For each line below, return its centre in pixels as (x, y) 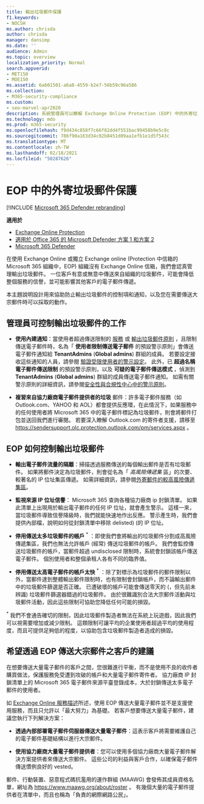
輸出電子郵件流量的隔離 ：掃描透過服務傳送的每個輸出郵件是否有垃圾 (100, 464)
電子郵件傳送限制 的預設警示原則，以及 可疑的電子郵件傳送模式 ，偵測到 (105, 369)
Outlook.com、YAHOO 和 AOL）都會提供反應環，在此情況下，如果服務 (103, 405)
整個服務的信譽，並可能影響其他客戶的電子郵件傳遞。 (73, 282)
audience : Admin (27, 52)
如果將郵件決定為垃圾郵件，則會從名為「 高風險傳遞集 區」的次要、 (111, 471)
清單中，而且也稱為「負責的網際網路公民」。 (77, 794)
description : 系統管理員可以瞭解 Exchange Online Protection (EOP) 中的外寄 (100, 113)
